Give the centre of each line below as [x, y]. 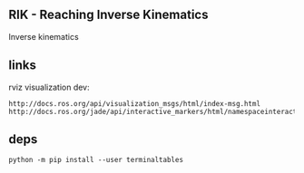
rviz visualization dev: [49, 87]
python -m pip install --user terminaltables [96, 160]
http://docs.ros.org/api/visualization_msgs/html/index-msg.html [134, 103]
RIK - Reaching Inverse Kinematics [108, 15]
